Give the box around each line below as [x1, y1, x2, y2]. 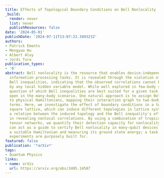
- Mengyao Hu [5, 48, 32, 53]
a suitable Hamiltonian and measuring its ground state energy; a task [9, 130, 159, 135]
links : [5, 157, 19, 161]
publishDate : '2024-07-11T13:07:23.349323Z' [5, 35, 97, 40]
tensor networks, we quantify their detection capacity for [9, 120, 134, 125]
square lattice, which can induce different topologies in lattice [9, 107, 150, 112]
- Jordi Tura [5, 57, 32, 62]
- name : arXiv [5, 161, 34, 166]
